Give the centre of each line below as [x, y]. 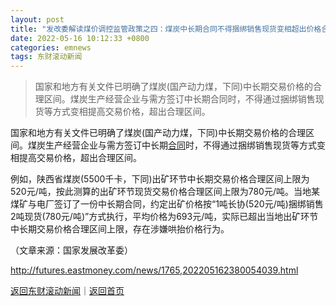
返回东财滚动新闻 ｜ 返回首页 [67, 291]
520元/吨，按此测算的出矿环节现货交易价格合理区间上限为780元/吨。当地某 [165, 192]
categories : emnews [51, 47]
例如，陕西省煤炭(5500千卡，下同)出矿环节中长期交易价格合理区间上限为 [160, 179]
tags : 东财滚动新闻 [46, 57]
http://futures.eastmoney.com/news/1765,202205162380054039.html [154, 270]
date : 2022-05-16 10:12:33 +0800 [80, 38]
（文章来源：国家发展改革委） [71, 250]
